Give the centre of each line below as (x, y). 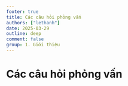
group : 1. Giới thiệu (33, 45)
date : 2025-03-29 (28, 28)
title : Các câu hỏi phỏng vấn (44, 17)
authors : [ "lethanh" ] (33, 23)
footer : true (22, 12)
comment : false (25, 39)
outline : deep (24, 34)
